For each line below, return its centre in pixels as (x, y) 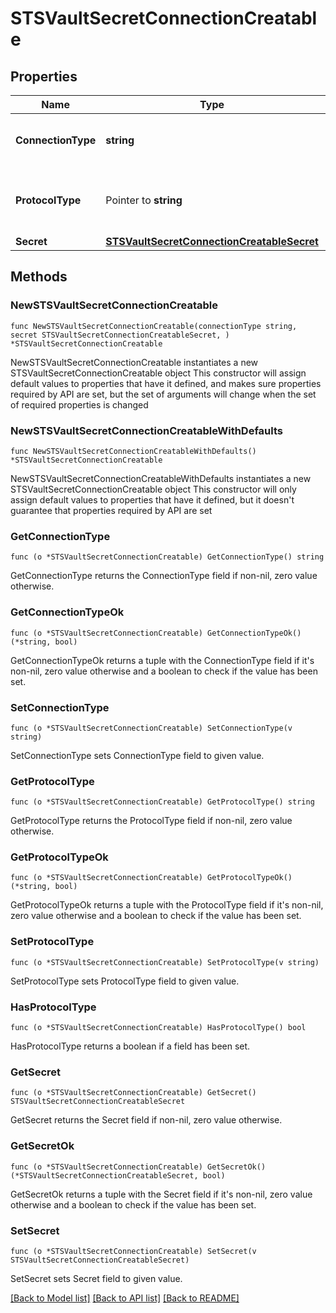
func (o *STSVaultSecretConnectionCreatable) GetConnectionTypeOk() (156, 633)
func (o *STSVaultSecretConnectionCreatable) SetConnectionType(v (151, 728)
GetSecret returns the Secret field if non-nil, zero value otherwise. (146, 1120)
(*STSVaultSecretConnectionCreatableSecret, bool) (118, 1175)
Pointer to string (144, 200)
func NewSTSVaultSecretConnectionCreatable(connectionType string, (154, 326)
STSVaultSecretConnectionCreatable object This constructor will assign (158, 373)
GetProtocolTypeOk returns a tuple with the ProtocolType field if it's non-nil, (167, 905)
